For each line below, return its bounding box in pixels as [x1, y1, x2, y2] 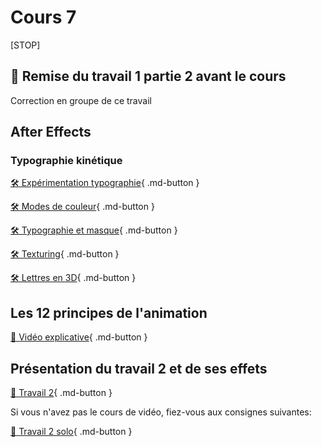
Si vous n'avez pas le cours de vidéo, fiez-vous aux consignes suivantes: [10, 406, 312, 418]
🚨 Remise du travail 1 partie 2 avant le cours [10, 68, 287, 85]
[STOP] [10, 39, 41, 51]
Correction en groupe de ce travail [10, 94, 152, 106]
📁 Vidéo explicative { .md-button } [10, 331, 148, 343]
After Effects [10, 124, 92, 141]
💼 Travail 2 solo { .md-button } [10, 426, 133, 438]
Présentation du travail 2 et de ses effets [10, 360, 268, 377]
